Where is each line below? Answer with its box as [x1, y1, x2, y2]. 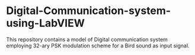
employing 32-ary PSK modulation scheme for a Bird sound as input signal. [6, 42, 190, 49]
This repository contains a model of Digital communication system [6, 36, 168, 43]
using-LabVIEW [6, 16, 85, 30]
